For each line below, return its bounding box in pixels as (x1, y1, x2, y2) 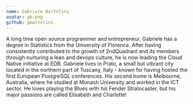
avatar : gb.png (6, 14, 43, 20)
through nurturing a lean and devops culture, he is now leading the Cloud (6, 54, 182, 61)
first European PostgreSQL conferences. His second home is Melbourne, (6, 72, 181, 79)
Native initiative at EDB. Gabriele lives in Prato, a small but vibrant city (6, 60, 174, 67)
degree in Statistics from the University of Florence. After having (6, 41, 162, 48)
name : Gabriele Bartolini (6, 8, 69, 15)
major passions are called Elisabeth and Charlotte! (6, 91, 127, 98)
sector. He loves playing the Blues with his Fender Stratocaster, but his (6, 85, 176, 92)
